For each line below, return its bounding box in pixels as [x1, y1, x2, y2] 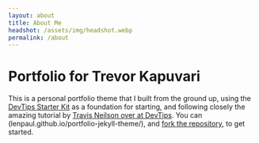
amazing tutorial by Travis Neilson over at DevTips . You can [8, 111, 203, 120]
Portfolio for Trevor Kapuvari [8, 68, 200, 85]
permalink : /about [8, 33, 69, 42]
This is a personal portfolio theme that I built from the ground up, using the [8, 94, 251, 103]
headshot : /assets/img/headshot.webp [8, 26, 133, 34]
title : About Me [8, 19, 62, 27]
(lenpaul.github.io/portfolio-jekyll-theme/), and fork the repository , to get [8, 119, 246, 129]
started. [8, 127, 34, 137]
